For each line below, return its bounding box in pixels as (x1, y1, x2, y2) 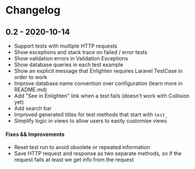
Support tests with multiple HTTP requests (14, 42, 117, 49)
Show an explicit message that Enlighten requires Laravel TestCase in (14, 67, 183, 74)
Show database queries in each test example (14, 61, 124, 68)
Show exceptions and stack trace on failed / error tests (14, 49, 148, 56)
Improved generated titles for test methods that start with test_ (14, 111, 168, 118)
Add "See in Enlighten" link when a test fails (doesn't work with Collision (14, 92, 190, 99)
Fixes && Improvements (5, 130, 65, 138)
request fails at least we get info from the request (14, 156, 134, 163)
